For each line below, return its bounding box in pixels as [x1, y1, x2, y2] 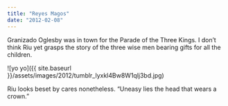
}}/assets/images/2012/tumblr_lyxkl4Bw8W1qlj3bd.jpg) [7, 71, 164, 80]
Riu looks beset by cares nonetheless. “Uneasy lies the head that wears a [7, 85, 217, 93]
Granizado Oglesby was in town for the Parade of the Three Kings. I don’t [7, 35, 216, 44]
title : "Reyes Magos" [7, 10, 70, 17]
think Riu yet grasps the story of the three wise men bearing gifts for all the [7, 43, 221, 51]
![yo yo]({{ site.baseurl [7, 64, 71, 72]
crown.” [7, 91, 30, 100]
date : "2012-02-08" [7, 17, 64, 24]
